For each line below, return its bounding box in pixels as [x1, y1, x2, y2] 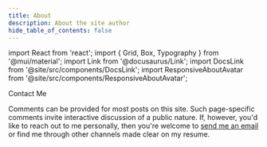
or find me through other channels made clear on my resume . [8, 130, 210, 139]
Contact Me [8, 89, 47, 99]
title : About [8, 11, 52, 20]
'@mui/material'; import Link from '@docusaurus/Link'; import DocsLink [8, 56, 245, 66]
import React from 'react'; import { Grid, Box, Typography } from [8, 48, 219, 58]
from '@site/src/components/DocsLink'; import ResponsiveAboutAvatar [8, 65, 244, 75]
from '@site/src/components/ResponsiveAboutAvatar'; [8, 73, 188, 83]
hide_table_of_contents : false [8, 26, 112, 34]
